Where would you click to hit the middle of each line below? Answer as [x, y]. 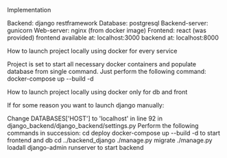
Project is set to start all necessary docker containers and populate [102, 64]
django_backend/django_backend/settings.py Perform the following [103, 126]
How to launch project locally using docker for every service [92, 51]
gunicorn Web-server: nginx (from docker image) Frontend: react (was [107, 30]
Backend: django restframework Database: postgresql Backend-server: [108, 23]
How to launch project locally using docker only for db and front [97, 92]
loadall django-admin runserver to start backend [75, 147]
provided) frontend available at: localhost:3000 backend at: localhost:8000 [113, 38]
